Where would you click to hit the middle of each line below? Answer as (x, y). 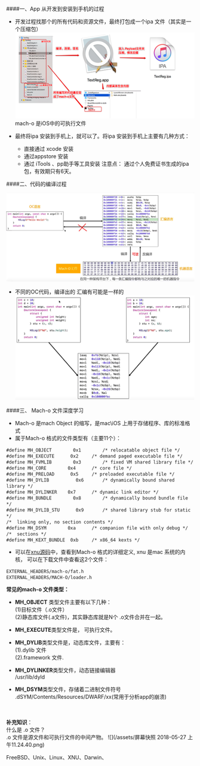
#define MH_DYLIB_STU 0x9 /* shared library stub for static (99, 510)
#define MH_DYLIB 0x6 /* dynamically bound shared (90, 480)
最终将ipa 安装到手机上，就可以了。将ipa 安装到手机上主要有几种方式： (102, 136)
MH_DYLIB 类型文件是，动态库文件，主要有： (70, 642)
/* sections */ (26, 534)
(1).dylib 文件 (30, 650)
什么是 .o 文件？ (26, 729)
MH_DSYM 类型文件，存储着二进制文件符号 (68, 689)
